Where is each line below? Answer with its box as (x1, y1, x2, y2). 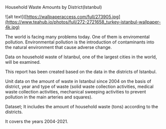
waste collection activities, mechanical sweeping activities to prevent (5, 89, 146, 94)
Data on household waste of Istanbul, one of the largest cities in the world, (5, 54, 157, 60)
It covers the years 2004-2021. (5, 119, 68, 124)
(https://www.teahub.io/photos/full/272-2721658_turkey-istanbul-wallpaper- (5, 19, 161, 25)
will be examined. (5, 59, 41, 65)
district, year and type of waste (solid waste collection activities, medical (5, 84, 154, 89)
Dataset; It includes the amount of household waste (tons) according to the (5, 104, 159, 109)
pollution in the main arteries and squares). (5, 94, 93, 100)
